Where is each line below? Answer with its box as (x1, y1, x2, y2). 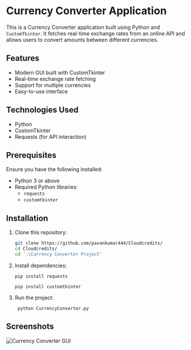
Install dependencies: (14, 261, 67, 269)
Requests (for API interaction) (14, 133, 87, 140)
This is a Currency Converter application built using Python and (6, 24, 160, 31)
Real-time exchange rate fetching (14, 75, 96, 82)
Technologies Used (6, 105, 78, 115)
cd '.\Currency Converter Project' (14, 251, 103, 257)
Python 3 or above (14, 177, 60, 184)
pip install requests (14, 273, 68, 279)
